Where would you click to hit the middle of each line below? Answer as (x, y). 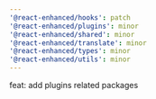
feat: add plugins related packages (74, 85)
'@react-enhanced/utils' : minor (70, 59)
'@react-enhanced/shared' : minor (72, 34)
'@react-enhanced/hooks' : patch (70, 18)
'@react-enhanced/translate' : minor (78, 43)
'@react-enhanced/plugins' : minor (74, 26)
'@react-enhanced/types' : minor (70, 51)
